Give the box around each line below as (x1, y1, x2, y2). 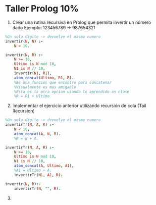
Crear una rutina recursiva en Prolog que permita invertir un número (12, 19, 151, 25)
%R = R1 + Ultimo (14, 94, 50, 99)
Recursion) (12, 108, 35, 114)
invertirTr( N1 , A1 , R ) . (14, 172, 63, 177)
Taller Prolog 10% (5, 3, 79, 14)
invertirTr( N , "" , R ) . (14, 186, 61, 191)
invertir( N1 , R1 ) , (14, 71, 52, 76)
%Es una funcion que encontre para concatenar (14, 80, 112, 85)
